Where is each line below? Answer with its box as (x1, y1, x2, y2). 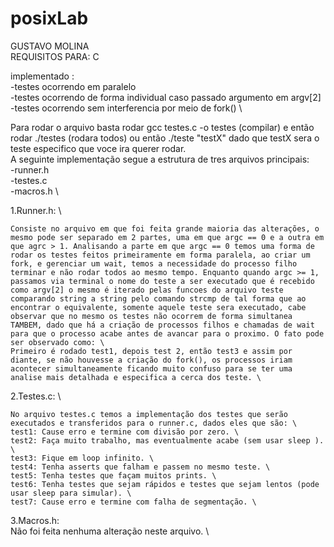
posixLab (10, 7, 89, 30)
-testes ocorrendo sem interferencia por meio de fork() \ (10, 102, 243, 114)
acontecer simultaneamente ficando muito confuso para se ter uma (10, 363, 293, 374)
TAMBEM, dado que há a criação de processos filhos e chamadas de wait (10, 320, 315, 330)
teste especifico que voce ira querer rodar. (10, 142, 187, 154)
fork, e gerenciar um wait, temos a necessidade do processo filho (10, 258, 298, 269)
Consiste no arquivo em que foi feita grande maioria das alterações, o (10, 223, 320, 234)
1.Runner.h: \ (10, 204, 62, 216)
